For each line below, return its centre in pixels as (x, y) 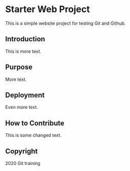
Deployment (25, 95)
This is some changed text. (33, 135)
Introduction (25, 39)
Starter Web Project (48, 9)
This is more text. (23, 51)
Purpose (19, 67)
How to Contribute (35, 123)
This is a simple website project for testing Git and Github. (66, 23)
